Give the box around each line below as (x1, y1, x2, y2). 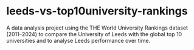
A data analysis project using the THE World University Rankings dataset (6, 24, 189, 31)
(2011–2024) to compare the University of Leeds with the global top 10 (6, 30, 182, 37)
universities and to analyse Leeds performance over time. (6, 37, 151, 44)
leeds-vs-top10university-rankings (6, 4, 188, 18)
